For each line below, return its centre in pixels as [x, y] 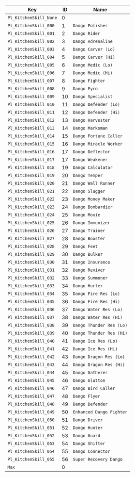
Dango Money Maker [94, 199]
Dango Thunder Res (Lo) [100, 325]
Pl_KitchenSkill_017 [31, 160]
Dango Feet [85, 246]
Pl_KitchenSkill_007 [31, 81]
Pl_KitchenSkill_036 [31, 309]
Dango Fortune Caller [98, 136]
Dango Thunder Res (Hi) [100, 333]
